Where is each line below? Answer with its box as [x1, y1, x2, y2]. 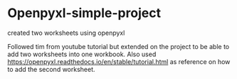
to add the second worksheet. [7, 65, 95, 73]
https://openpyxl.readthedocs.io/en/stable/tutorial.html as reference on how [7, 57, 231, 65]
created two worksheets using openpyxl [7, 28, 125, 37]
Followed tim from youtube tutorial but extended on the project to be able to [7, 42, 230, 51]
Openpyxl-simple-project [7, 5, 162, 21]
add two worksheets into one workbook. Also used [7, 50, 157, 58]
